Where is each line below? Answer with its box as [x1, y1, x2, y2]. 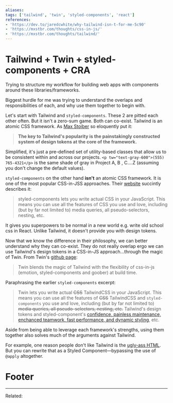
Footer [5, 371, 34, 383]
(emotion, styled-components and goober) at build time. [18, 269, 137, 276]
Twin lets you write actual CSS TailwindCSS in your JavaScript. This [18, 289, 162, 296]
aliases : [5, 7, 24, 13]
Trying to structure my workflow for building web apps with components [5, 81, 159, 87]
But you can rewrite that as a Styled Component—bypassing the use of [5, 347, 156, 354]
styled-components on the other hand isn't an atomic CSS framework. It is [5, 175, 161, 181]
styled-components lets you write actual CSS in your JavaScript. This [18, 196, 166, 202]
